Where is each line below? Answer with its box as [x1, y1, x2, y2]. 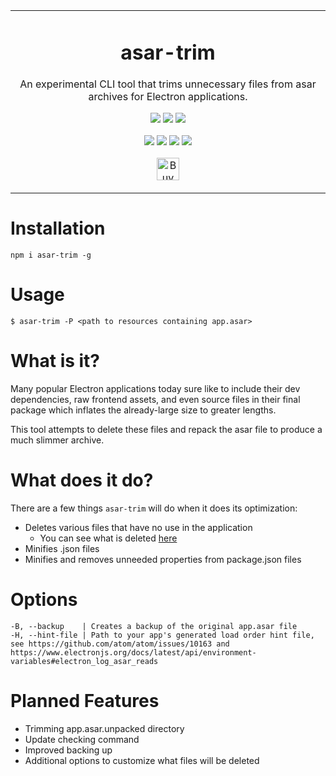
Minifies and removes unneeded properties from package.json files [24, 553, 302, 565]
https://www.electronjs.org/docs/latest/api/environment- [10, 647, 257, 658]
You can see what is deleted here [39, 532, 178, 544]
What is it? [10, 350, 101, 373]
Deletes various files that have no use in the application [24, 521, 253, 533]
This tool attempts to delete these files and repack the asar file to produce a [10, 424, 323, 436]
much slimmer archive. [10, 434, 105, 446]
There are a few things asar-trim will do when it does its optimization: [10, 502, 298, 514]
